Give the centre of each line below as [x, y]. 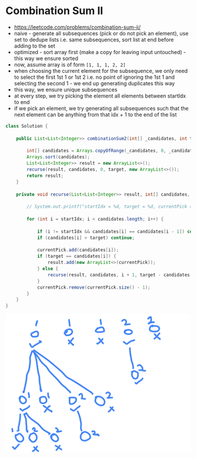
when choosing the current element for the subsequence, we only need [101, 71]
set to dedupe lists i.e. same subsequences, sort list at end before [94, 39]
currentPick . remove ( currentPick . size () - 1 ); [94, 287]
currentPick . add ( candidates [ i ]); [78, 250]
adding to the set [34, 46]
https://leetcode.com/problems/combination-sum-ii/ [77, 27]
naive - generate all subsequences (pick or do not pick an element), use [101, 33]
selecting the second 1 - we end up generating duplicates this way [94, 83]
